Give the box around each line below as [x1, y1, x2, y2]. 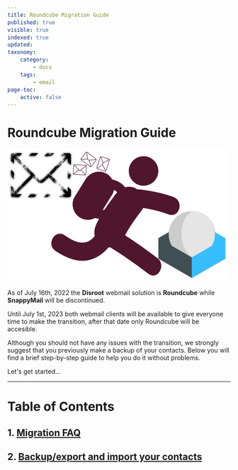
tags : [20, 71, 37, 78]
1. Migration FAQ [7, 427, 81, 439]
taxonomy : [7, 49, 37, 56]
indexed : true [7, 34, 50, 41]
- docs [33, 64, 52, 71]
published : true [7, 18, 55, 26]
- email [33, 79, 55, 86]
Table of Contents [7, 399, 115, 415]
